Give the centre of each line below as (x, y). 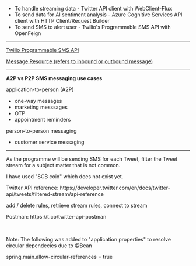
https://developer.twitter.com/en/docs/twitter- (115, 188)
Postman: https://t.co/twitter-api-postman (56, 217)
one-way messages (38, 101)
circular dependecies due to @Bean (49, 246)
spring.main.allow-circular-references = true (59, 257)
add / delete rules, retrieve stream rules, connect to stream (77, 205)
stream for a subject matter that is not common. (63, 165)
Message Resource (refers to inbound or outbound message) (80, 61)
